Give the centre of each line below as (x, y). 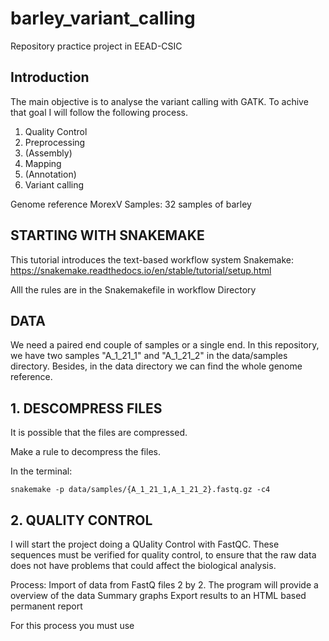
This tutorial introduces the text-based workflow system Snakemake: (152, 259)
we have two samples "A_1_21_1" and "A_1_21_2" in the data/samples (149, 356)
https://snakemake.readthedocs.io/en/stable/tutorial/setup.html (141, 270)
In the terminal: (41, 471)
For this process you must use (72, 625)
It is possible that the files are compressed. (99, 433)
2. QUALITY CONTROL (81, 520)
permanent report (46, 606)
